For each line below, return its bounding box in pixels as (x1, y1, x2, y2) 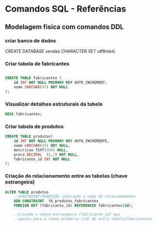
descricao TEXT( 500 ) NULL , (14, 147, 68, 152)
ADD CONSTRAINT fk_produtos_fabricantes (14, 199, 98, 204)
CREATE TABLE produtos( (5, 134, 53, 139)
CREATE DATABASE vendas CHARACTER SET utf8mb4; (5, 48, 116, 54)
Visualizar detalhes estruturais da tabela (5, 100, 103, 107)
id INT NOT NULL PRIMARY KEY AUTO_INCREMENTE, (14, 139, 110, 144)
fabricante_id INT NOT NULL (14, 157, 70, 161)
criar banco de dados (5, 37, 56, 44)
